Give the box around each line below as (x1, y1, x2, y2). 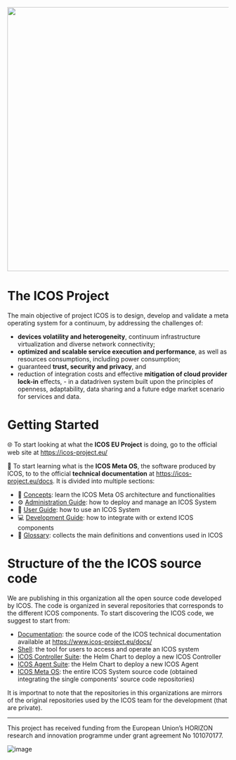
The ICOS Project (7, 288, 110, 304)
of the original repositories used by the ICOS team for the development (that (7, 696, 228, 704)
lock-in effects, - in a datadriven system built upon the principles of (17, 377, 214, 385)
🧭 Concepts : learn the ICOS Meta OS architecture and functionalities (17, 490, 216, 499)
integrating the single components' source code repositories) (17, 675, 195, 683)
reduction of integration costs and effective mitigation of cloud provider (17, 370, 228, 378)
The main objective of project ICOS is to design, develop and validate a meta (7, 311, 229, 320)
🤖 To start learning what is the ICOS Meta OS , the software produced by (7, 461, 216, 470)
